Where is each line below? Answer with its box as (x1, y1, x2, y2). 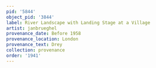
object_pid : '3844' (6, 14, 55, 20)
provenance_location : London (6, 36, 79, 42)
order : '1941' (6, 53, 42, 59)
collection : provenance (6, 47, 65, 53)
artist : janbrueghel (6, 25, 58, 31)
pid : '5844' (6, 8, 36, 15)
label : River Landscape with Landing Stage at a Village (6, 20, 151, 25)
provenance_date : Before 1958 (6, 31, 82, 37)
